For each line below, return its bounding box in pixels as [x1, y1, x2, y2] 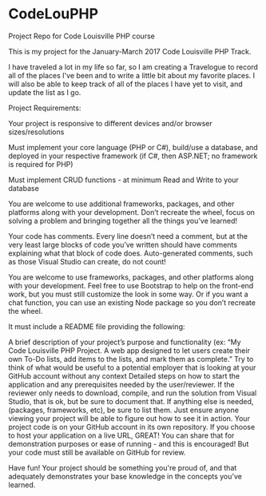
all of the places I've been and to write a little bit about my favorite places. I [8, 70, 256, 80]
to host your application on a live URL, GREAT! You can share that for [8, 431, 235, 440]
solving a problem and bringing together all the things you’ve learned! [8, 216, 238, 225]
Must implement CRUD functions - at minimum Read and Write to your [8, 175, 240, 185]
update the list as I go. [8, 87, 81, 97]
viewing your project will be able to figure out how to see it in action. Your [8, 413, 250, 423]
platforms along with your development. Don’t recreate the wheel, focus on [8, 207, 256, 216]
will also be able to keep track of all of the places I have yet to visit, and [8, 79, 243, 89]
